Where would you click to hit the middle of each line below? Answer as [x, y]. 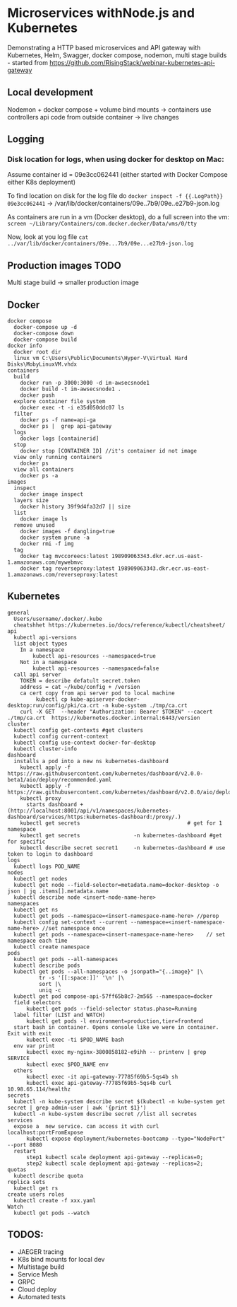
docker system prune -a [55, 538]
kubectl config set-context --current [71, 922]
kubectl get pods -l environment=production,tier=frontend [114, 1021]
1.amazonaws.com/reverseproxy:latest [63, 575]
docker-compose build [45, 340]
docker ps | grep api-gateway [66, 426]
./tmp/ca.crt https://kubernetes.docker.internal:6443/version [104, 718]
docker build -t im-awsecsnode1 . [71, 389]
